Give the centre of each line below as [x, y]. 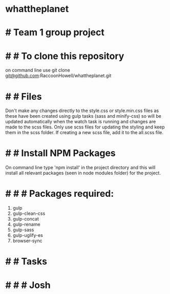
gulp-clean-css [29, 213]
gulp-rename [26, 225]
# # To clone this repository [65, 56]
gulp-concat [26, 219]
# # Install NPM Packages [61, 153]
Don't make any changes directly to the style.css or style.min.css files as [82, 111]
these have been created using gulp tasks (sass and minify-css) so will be [83, 116]
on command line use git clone [38, 70]
